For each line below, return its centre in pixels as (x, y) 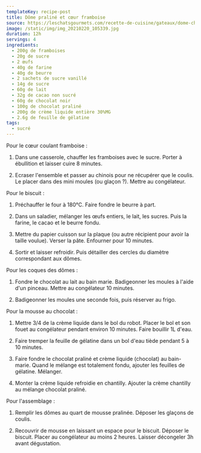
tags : (13, 123)
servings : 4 (21, 39)
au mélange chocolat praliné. (51, 389)
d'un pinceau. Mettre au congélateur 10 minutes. (74, 288)
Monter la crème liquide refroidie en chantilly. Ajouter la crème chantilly (103, 383)
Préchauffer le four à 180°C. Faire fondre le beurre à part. (85, 205)
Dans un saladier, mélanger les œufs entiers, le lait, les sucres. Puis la (101, 216)
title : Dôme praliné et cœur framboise (56, 17)
